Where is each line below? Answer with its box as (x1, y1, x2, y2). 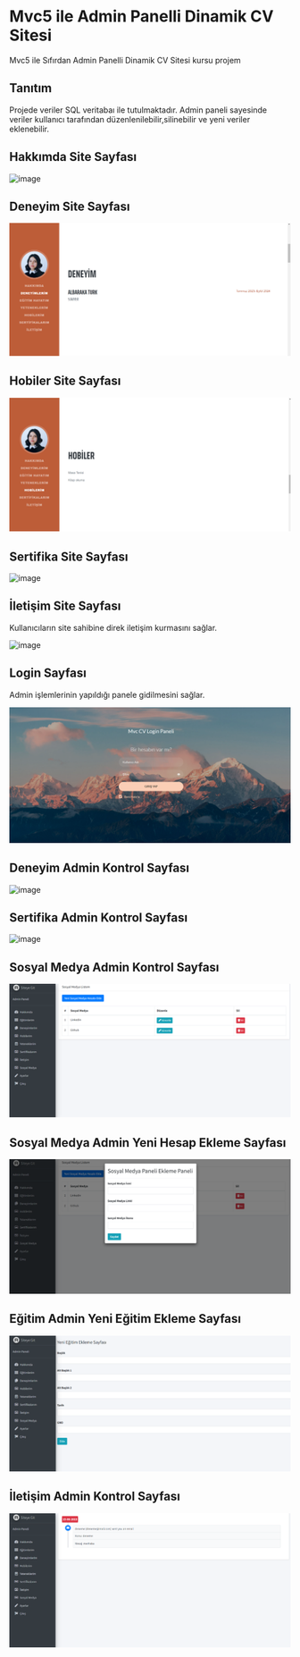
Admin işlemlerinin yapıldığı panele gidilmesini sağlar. (9, 689, 205, 700)
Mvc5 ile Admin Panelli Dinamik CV (9, 6, 274, 27)
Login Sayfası (9, 666, 87, 681)
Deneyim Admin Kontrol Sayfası (9, 861, 190, 876)
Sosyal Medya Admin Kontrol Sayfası (9, 959, 220, 975)
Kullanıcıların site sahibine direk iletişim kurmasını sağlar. (9, 622, 217, 633)
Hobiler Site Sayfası (9, 374, 121, 389)
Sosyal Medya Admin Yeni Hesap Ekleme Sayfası (9, 1135, 287, 1150)
